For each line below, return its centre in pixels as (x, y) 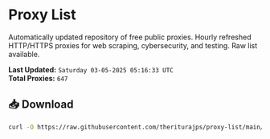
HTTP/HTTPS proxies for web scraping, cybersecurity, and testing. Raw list (133, 45)
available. (24, 54)
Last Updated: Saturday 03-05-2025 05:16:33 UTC (91, 69)
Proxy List (42, 15)
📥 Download (41, 105)
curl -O (21, 127)
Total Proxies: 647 (38, 78)
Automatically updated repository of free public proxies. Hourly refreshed (130, 37)
